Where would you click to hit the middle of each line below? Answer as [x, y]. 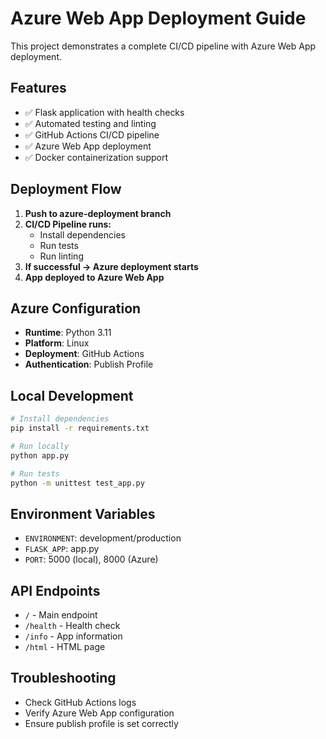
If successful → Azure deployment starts [111, 266]
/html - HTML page [65, 647]
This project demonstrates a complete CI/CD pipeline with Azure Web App [163, 46]
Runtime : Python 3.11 [68, 333]
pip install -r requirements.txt [80, 428]
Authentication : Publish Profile [89, 364]
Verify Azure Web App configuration [99, 713]
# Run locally [40, 446]
